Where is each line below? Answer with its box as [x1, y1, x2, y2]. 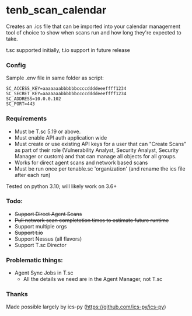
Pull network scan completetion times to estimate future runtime [14, 217, 169, 224]
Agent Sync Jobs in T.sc [14, 269, 74, 276]
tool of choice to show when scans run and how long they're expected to [6, 29, 182, 36]
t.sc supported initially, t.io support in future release [6, 46, 130, 53]
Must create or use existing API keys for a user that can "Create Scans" [14, 140, 187, 147]
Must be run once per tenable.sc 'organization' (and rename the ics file [14, 165, 186, 172]
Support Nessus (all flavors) [14, 235, 82, 242]
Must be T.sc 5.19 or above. [14, 128, 81, 135]
